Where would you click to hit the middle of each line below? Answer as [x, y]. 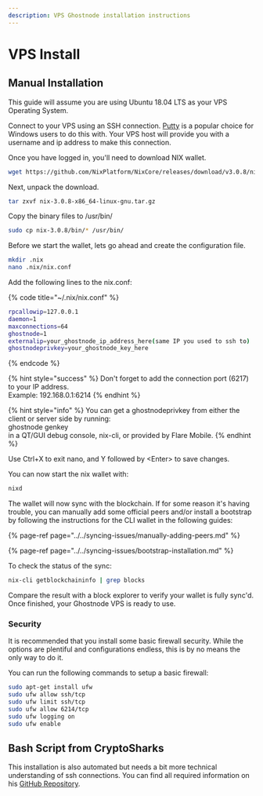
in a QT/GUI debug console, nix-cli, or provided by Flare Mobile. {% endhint [130, 436]
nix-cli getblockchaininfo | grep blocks [77, 581]
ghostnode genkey [38, 427]
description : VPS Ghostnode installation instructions [99, 15]
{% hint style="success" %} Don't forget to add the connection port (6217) [128, 378]
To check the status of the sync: [60, 566]
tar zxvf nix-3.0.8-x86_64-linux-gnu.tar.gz [82, 201]
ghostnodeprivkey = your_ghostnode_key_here [78, 349]
